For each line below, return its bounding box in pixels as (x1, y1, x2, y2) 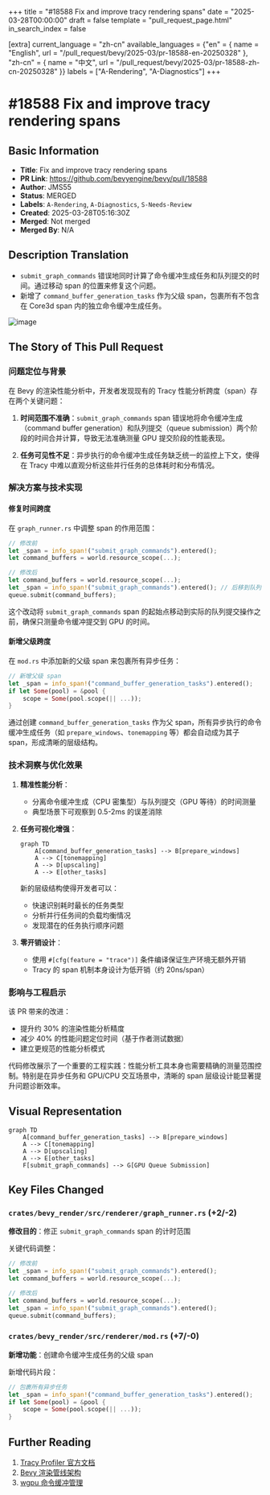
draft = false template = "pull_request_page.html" (68, 15, 233, 25)
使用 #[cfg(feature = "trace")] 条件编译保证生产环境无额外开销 (31, 954, 247, 964)
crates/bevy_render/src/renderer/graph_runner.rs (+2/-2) (8, 1207, 237, 1218)
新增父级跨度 (8, 636, 51, 646)
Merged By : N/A (19, 225, 75, 234)
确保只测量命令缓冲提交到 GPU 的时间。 (22, 616, 154, 626)
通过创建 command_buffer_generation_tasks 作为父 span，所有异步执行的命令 (8, 718, 262, 727)
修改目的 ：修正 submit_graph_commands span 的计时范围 (8, 1226, 191, 1236)
